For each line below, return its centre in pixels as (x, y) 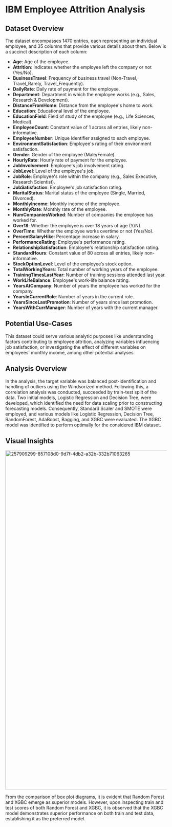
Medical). (23, 122)
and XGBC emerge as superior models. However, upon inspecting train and (84, 802)
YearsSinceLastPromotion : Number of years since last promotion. (83, 302)
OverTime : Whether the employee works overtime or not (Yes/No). (83, 231)
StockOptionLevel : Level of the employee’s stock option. (73, 264)
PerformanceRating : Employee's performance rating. (69, 242)
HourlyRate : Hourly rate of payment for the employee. (70, 160)
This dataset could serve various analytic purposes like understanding (79, 336)
